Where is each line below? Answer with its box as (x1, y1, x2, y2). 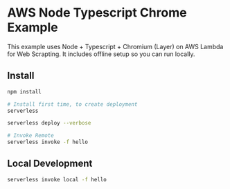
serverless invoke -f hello (7, 138, 89, 146)
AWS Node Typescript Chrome (7, 5, 187, 21)
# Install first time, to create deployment (7, 100, 138, 108)
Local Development (7, 158, 93, 170)
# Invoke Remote (7, 132, 54, 139)
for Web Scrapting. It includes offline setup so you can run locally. (7, 50, 195, 58)
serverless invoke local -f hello (7, 176, 107, 183)
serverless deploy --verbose (7, 120, 91, 127)
